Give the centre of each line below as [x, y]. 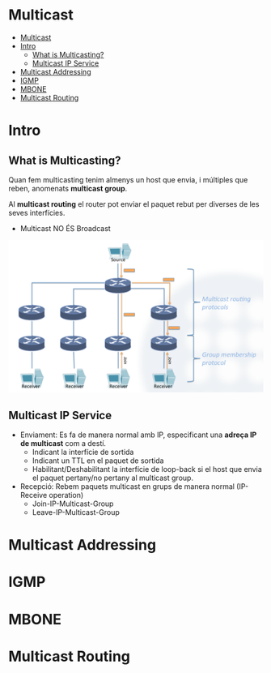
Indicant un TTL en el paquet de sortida [98, 461]
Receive [34, 495]
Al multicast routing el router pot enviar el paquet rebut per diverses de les [134, 204]
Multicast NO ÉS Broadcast [65, 228]
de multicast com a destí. [63, 443]
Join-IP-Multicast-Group [73, 504]
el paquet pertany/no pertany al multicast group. [113, 478]
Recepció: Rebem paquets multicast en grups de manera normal [127, 486]
